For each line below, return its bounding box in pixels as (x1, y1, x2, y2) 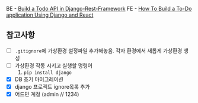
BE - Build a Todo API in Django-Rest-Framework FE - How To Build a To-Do (6, 5, 192, 12)
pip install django (23, 70, 72, 76)
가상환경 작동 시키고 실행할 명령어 (14, 62, 93, 69)
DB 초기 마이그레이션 (14, 76, 63, 83)
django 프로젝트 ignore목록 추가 (14, 83, 90, 90)
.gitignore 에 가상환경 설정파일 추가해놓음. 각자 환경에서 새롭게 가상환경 (14, 47, 183, 54)
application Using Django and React (6, 11, 94, 18)
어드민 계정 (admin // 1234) (14, 90, 79, 98)
